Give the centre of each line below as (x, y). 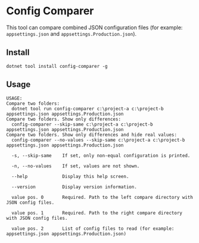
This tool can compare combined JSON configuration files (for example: (94, 27)
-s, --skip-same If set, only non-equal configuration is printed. (101, 155)
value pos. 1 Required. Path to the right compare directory (97, 213)
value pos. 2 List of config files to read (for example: (93, 228)
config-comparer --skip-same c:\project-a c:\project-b (82, 124)
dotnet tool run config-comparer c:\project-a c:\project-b (88, 108)
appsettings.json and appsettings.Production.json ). (71, 33)
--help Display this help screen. (70, 176)
